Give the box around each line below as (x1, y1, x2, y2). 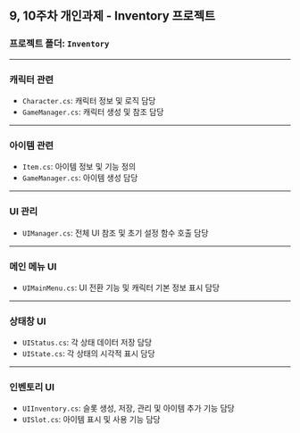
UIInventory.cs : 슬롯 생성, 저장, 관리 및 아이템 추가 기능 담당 (21, 403, 235, 413)
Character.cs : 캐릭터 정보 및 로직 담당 (21, 95, 156, 105)
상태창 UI (9, 315, 46, 328)
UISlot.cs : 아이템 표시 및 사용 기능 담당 (21, 414, 161, 425)
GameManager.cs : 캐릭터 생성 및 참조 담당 (21, 106, 164, 117)
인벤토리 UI (9, 381, 55, 394)
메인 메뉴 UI (9, 260, 57, 272)
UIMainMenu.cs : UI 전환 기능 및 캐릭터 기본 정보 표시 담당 (21, 282, 221, 293)
